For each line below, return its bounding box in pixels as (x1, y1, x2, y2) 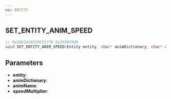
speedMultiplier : (12, 88, 49, 94)
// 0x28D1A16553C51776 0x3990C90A (5, 40, 79, 45)
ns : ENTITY (5, 7, 28, 13)
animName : (12, 83, 38, 89)
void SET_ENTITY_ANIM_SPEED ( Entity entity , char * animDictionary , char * (5, 44, 163, 50)
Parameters (5, 58, 43, 67)
